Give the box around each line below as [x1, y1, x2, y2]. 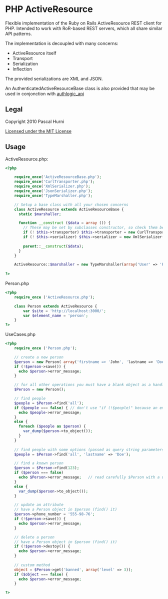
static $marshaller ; [18, 211, 61, 216]
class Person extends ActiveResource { [14, 303, 97, 308]
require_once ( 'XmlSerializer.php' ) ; [14, 184, 91, 189]
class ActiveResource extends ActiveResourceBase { [14, 206, 124, 212]
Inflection [12, 66, 32, 72]
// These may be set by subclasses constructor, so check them [23, 225, 157, 230]
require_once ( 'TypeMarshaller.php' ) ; [14, 193, 93, 198]
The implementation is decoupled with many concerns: [5, 40, 118, 46]
